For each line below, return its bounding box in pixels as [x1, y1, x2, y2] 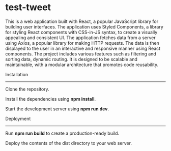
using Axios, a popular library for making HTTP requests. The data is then [5, 40, 159, 46]
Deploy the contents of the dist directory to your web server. [5, 140, 132, 146]
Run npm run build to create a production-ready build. [5, 130, 120, 136]
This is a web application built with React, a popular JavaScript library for [5, 18, 159, 24]
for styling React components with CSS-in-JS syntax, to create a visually [5, 29, 158, 35]
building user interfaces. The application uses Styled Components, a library [5, 23, 164, 29]
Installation [5, 71, 28, 77]
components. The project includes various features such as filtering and [5, 50, 156, 57]
